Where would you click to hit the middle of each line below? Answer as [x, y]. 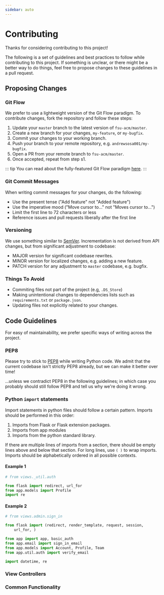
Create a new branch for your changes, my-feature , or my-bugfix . [78, 133]
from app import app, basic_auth [39, 539]
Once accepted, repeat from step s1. [49, 159]
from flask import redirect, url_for [44, 486]
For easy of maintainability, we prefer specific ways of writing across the [79, 332]
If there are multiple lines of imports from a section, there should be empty [80, 445]
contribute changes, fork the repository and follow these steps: [69, 118]
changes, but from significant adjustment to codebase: [61, 246]
